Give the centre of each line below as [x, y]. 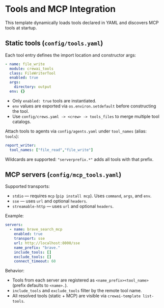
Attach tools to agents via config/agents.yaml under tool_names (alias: [76, 131]
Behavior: [15, 271]
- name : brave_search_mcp [36, 230]
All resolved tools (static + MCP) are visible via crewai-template [76, 296]
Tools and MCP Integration [60, 9]
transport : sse [29, 239]
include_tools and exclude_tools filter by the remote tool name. [77, 291]
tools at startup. [21, 27]
